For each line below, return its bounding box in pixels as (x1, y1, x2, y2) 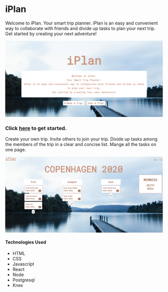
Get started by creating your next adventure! (5, 30, 97, 36)
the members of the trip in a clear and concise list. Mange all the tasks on (5, 141, 156, 147)
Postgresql (12, 276, 35, 283)
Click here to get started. (5, 124, 67, 131)
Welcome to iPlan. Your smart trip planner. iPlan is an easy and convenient (5, 20, 158, 26)
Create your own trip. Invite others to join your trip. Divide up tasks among (5, 136, 157, 142)
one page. (5, 146, 26, 153)
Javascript (12, 261, 34, 267)
